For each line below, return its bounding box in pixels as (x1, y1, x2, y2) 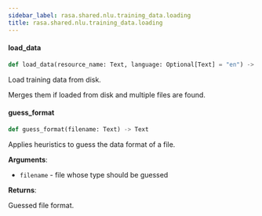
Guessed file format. (8, 200, 75, 210)
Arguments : (8, 155, 49, 164)
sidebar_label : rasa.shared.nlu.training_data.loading (8, 11, 191, 20)
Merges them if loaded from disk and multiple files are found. (8, 90, 206, 99)
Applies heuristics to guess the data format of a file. (8, 139, 176, 149)
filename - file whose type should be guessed (19, 170, 169, 179)
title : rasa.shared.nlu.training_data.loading (8, 19, 163, 27)
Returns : (8, 185, 37, 195)
